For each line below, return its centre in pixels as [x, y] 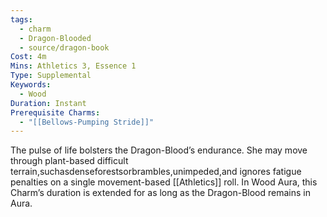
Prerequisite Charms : [55, 112]
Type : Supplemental [51, 76]
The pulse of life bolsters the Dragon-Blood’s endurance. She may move [159, 150]
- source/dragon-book [64, 47]
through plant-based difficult [69, 161]
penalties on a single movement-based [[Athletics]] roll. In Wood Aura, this [164, 182]
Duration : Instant [48, 103]
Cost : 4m [28, 57]
